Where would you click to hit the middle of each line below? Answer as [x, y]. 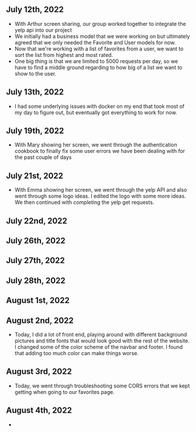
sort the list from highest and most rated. [64, 55]
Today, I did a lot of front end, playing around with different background [101, 335]
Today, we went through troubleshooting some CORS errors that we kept [102, 386]
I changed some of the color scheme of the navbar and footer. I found [99, 347]
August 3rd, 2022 [39, 372]
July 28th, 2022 [36, 280]
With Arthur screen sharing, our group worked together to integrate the [100, 23]
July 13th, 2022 [35, 92]
